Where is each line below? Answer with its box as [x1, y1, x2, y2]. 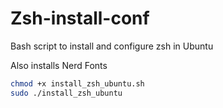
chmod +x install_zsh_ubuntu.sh [10, 78, 145, 89]
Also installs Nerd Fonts [10, 59, 108, 71]
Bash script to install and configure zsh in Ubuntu [10, 40, 214, 52]
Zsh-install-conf [10, 7, 150, 30]
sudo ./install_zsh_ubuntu [10, 88, 123, 98]
